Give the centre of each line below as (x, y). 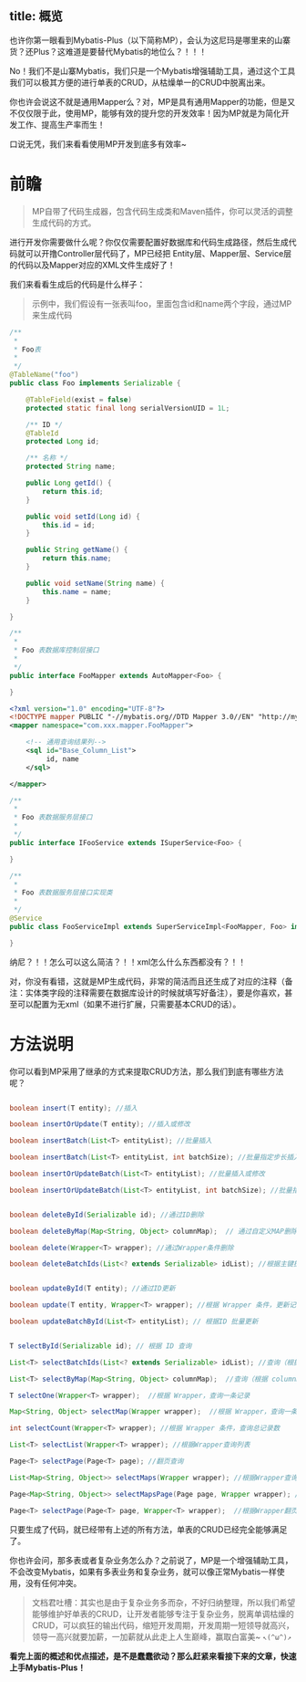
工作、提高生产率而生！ (61, 124)
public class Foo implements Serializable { (95, 383)
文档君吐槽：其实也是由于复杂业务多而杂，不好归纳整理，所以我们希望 (163, 1602)
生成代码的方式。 (64, 223)
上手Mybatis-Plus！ (48, 1667)
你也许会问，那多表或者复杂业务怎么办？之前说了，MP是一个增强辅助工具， (151, 1560)
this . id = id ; (69, 525)
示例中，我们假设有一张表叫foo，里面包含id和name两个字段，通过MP (162, 303)
